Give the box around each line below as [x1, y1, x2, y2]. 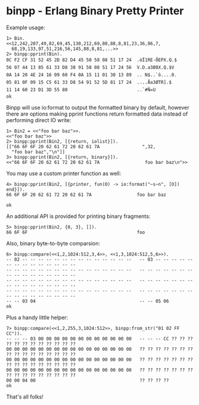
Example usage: [6, 24, 46, 31]
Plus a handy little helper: [6, 314, 69, 321]
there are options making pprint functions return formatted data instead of [6, 110, 188, 117]
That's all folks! [6, 393, 43, 400]
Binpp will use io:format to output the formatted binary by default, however [6, 104, 189, 111]
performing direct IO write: [6, 116, 71, 123]
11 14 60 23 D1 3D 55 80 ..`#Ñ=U [6, 86, 156, 93]
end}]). [6, 186, 26, 192]
